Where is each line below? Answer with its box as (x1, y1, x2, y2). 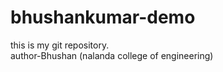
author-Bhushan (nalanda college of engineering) (10, 49, 214, 61)
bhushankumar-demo (10, 6, 196, 29)
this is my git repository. (10, 39, 110, 51)
